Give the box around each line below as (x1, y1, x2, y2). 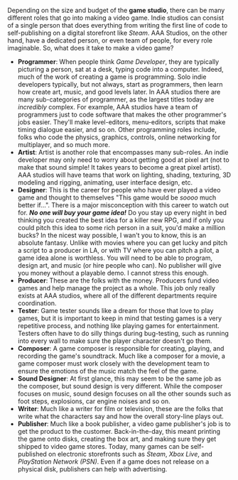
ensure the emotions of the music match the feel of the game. (17, 367, 199, 375)
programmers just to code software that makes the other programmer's (17, 110, 227, 119)
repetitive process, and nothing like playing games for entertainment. (17, 322, 220, 329)
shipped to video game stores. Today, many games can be (17, 442, 190, 450)
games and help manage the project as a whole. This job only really (17, 284, 215, 292)
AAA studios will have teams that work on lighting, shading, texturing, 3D (17, 170, 232, 179)
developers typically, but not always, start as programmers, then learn (17, 80, 223, 88)
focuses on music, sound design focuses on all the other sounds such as (17, 390, 232, 398)
